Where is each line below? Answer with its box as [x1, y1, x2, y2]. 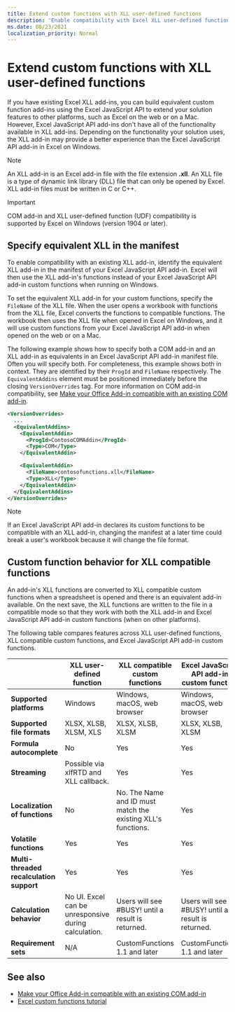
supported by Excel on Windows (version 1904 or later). [7, 219, 168, 228]
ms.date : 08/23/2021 [7, 23, 68, 30]
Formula [10, 739, 39, 749]
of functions [10, 810, 53, 819]
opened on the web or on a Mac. [7, 331, 101, 340]
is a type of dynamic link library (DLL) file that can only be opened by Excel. [7, 177, 225, 186]
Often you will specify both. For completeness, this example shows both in [7, 360, 222, 368]
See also [7, 971, 45, 983]
